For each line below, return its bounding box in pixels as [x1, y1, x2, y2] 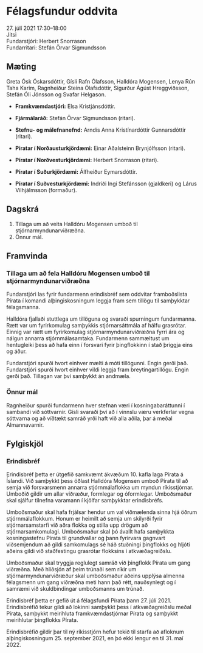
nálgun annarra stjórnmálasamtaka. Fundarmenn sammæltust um [6, 335, 170, 342]
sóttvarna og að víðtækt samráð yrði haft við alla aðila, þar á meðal [6, 415, 173, 422]
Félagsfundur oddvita [6, 4, 118, 18]
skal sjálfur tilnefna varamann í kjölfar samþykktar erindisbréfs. [6, 497, 164, 504]
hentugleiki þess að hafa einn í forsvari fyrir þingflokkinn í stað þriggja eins [6, 341, 193, 349]
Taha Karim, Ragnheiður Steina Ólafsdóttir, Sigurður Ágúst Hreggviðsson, [6, 84, 190, 91]
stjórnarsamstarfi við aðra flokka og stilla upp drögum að [6, 521, 148, 529]
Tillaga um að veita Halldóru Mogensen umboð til [15, 220, 138, 227]
